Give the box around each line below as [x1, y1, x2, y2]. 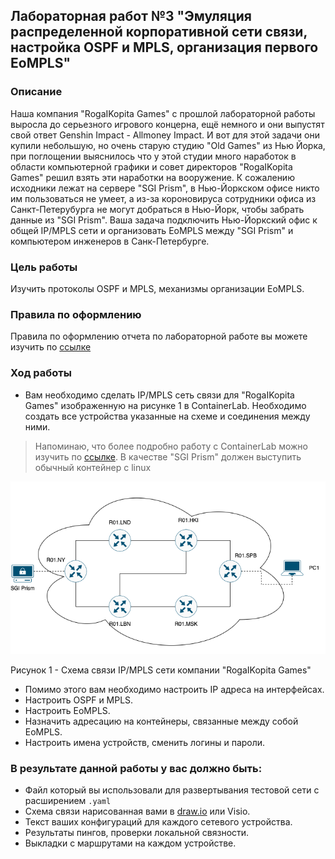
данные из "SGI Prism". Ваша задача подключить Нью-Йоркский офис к [10, 214, 318, 226]
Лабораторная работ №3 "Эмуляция [10, 8, 252, 25]
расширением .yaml [24, 795, 112, 807]
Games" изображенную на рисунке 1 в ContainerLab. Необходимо [24, 399, 307, 411]
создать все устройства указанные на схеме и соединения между [24, 410, 311, 422]
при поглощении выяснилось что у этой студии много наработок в [10, 150, 297, 162]
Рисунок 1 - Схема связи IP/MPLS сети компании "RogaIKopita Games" [10, 664, 312, 676]
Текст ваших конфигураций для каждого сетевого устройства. [24, 816, 293, 828]
